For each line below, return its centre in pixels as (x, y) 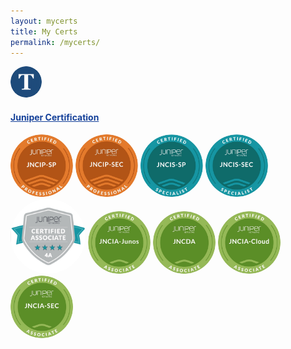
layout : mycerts (44, 21)
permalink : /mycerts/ (55, 42)
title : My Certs (44, 31)
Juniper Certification (55, 117)
